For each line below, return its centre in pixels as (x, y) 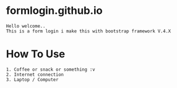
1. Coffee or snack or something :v (51, 69)
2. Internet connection (35, 74)
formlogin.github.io (54, 11)
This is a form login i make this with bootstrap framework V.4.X (88, 31)
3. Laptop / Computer (32, 79)
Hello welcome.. (26, 26)
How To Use (36, 54)
